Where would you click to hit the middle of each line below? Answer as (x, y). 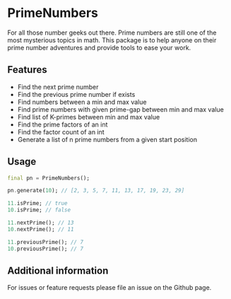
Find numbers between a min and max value (82, 102)
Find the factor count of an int (61, 131)
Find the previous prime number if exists (76, 94)
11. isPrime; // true (38, 204)
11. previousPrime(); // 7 (45, 242)
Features (27, 70)
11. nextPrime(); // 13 (41, 223)
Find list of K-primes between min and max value (89, 117)
